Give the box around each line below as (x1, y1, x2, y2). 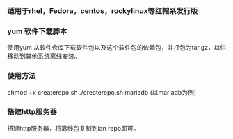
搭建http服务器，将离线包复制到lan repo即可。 (7, 124, 140, 132)
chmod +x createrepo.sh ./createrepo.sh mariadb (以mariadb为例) (7, 88, 197, 96)
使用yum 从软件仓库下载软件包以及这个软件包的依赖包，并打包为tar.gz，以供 (7, 44, 227, 52)
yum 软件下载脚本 (7, 26, 67, 36)
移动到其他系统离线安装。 (7, 52, 81, 60)
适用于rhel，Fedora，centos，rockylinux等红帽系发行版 (7, 6, 198, 15)
